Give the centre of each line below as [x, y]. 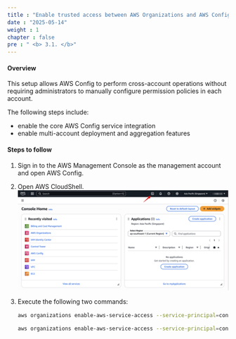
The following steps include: [48, 112]
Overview [22, 68]
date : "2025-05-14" [38, 22]
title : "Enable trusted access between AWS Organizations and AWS [108, 15]
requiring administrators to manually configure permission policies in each [114, 91]
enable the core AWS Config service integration [86, 126]
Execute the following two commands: [73, 301]
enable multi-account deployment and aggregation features [104, 133]
